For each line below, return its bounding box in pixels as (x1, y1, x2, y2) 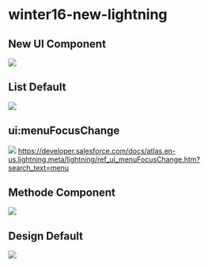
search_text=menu (8, 162, 70, 172)
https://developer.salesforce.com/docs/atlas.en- (17, 146, 176, 155)
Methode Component (8, 186, 116, 200)
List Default (8, 81, 66, 94)
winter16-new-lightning (8, 6, 168, 24)
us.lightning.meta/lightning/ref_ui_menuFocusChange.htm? (8, 154, 200, 164)
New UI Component (8, 37, 107, 51)
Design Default (8, 229, 84, 242)
